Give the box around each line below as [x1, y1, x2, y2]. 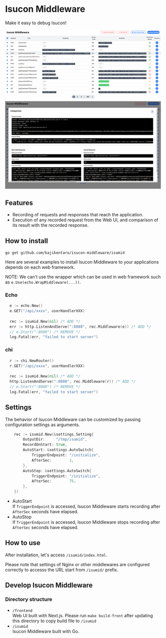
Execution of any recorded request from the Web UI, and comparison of [12, 217, 159, 223]
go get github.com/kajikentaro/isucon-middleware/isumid [5, 250, 125, 255]
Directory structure [5, 596, 53, 603]
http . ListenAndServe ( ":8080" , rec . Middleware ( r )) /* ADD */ [9, 379, 136, 384]
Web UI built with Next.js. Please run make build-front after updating [12, 612, 153, 618]
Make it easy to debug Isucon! [5, 20, 67, 26]
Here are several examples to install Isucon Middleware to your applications [5, 259, 159, 265]
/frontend [12, 608, 33, 613]
